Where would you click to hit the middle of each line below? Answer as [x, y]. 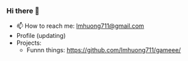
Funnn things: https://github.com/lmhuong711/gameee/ [104, 50]
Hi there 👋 [23, 11]
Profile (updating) [41, 36]
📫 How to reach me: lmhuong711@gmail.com [80, 26]
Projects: [29, 43]
